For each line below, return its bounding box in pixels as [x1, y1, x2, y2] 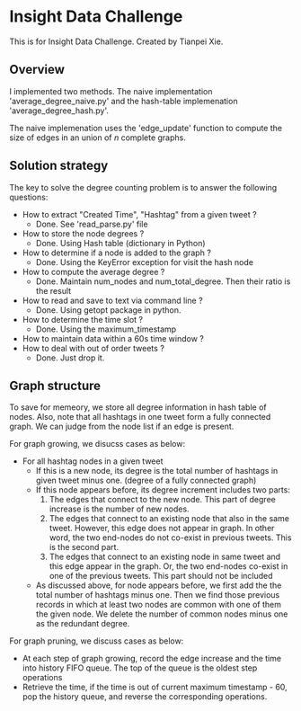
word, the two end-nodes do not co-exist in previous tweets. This [49, 532, 292, 543]
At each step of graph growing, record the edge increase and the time [22, 653, 281, 664]
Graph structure [9, 378, 102, 393]
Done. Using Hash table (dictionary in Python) [35, 237, 206, 248]
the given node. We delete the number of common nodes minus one [35, 609, 288, 619]
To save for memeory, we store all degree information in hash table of [9, 402, 267, 413]
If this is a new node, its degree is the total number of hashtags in [35, 466, 279, 476]
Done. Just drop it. [35, 352, 105, 363]
